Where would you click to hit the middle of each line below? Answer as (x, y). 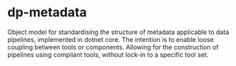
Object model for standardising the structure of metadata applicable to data (118, 32)
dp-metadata (47, 12)
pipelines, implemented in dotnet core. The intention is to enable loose (111, 39)
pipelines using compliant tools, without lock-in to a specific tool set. (108, 55)
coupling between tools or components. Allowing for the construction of (113, 47)
